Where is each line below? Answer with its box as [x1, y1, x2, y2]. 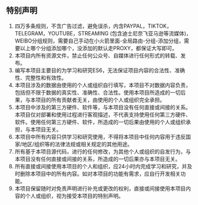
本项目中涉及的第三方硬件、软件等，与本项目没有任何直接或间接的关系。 [14, 103, 191, 110]
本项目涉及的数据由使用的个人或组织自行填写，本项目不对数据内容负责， [14, 82, 191, 89]
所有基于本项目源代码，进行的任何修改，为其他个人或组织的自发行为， [14, 148, 186, 155]
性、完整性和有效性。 [14, 74, 67, 81]
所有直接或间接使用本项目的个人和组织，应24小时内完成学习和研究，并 [14, 162, 187, 170]
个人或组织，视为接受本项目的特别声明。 [25, 192, 124, 199]
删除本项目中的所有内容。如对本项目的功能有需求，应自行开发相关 [20, 170, 181, 177]
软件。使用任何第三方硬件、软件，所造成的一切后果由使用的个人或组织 [14, 118, 186, 125]
